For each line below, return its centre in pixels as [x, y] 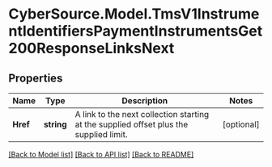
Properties [36, 78]
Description [145, 100]
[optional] [241, 124]
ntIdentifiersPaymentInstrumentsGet [136, 31]
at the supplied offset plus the [132, 124]
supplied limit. [101, 134]
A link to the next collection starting [142, 114]
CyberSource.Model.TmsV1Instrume [134, 14]
